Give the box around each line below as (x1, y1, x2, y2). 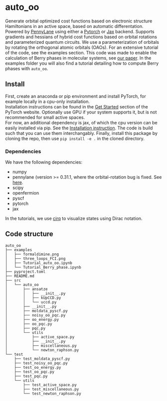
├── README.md (5, 273, 35, 279)
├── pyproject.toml (5, 269, 46, 274)
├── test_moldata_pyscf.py (14, 356, 70, 361)
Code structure (5, 230, 53, 238)
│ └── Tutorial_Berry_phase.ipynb (5, 265, 81, 270)
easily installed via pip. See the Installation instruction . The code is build (5, 125, 153, 131)
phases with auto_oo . (5, 65, 48, 71)
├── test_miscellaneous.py (23, 387, 79, 392)
